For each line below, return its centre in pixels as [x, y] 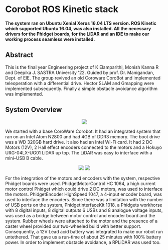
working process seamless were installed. [50, 39]
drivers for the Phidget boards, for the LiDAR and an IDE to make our [77, 34]
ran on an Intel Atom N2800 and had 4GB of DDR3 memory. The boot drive [83, 136]
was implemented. [24, 94]
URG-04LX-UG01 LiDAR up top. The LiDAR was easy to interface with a [79, 152]
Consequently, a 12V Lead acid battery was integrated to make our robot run [84, 231]
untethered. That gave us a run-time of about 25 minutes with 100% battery [83, 237]
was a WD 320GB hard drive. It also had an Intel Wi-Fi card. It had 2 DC [79, 142]
